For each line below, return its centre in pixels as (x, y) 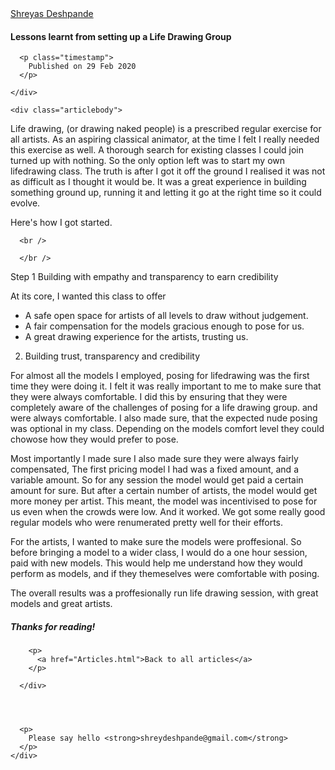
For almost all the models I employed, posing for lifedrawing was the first (160, 376)
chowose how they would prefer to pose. (94, 439)
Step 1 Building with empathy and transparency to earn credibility (144, 277)
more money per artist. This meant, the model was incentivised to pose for (164, 501)
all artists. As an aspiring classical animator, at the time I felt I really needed (165, 139)
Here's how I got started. (61, 223)
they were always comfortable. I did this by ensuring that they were (149, 397)
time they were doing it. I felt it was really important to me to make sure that (166, 386)
